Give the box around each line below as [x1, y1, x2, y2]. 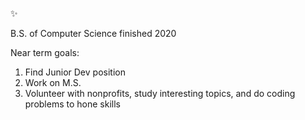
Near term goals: [10, 47, 80, 58]
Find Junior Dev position [24, 66, 126, 78]
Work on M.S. [24, 77, 82, 88]
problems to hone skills [24, 98, 121, 110]
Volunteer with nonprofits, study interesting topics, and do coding [24, 88, 296, 99]
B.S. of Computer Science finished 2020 [10, 28, 177, 39]
